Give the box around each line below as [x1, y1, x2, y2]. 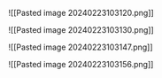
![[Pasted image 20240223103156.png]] [8, 59, 154, 69]
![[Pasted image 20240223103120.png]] [8, 8, 154, 18]
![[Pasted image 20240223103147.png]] [8, 42, 153, 52]
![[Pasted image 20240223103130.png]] [8, 25, 154, 35]
